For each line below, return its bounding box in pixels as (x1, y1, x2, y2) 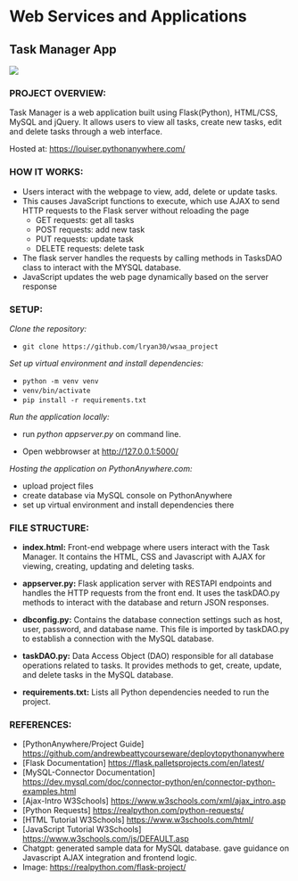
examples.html (21, 786, 77, 797)
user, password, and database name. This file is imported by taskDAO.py (21, 624, 290, 635)
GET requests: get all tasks (35, 214, 135, 225)
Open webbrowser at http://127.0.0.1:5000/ (21, 446, 178, 457)
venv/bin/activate (21, 386, 91, 395)
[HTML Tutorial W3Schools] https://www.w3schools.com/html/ (21, 814, 254, 826)
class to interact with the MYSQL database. (21, 261, 181, 273)
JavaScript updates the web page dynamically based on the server (21, 271, 269, 282)
